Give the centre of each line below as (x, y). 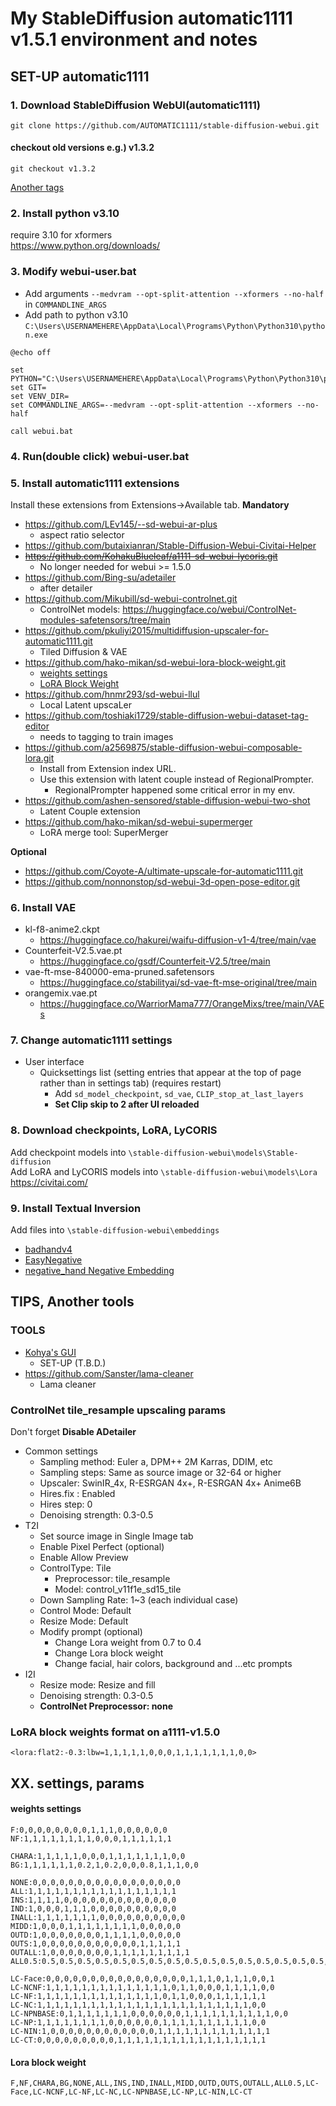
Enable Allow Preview (84, 1558)
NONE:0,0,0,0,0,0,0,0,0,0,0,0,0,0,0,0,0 (96, 1882)
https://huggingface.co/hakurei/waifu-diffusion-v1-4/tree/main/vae (178, 940)
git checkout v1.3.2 (53, 169)
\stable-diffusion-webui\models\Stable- (213, 1153)
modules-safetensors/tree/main (105, 619)
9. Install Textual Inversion (76, 1208)
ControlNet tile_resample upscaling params (118, 1410)
